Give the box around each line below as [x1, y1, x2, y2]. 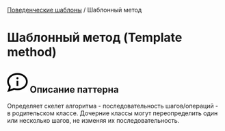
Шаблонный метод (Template [7, 30, 183, 45]
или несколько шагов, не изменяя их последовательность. [7, 117, 180, 124]
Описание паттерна [29, 84, 119, 95]
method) [7, 45, 57, 60]
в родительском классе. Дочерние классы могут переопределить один [7, 109, 218, 117]
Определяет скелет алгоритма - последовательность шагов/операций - [7, 102, 219, 110]
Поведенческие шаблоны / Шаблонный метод [7, 6, 142, 14]
